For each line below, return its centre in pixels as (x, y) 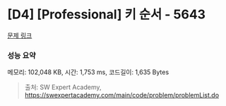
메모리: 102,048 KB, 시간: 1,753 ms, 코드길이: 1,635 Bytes (88, 72)
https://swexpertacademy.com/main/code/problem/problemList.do (122, 95)
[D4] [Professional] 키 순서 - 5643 (107, 14)
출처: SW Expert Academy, (63, 87)
